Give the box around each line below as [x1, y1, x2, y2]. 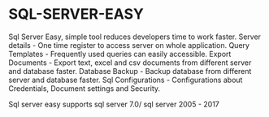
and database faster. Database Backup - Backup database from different [8, 66, 252, 76]
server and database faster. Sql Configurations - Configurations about [8, 75, 243, 84]
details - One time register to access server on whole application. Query [8, 40, 250, 50]
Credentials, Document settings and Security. [8, 83, 161, 93]
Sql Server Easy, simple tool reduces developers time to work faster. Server [8, 32, 262, 41]
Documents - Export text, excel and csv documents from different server [8, 58, 252, 67]
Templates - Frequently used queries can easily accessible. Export [8, 49, 232, 58]
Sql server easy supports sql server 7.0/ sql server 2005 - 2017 [8, 99, 219, 109]
